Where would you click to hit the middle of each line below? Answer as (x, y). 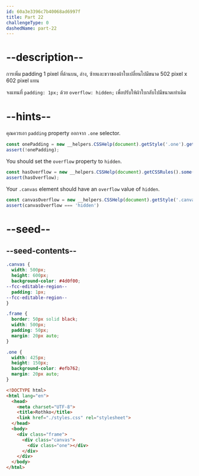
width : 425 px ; (29, 357)
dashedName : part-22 (32, 28)
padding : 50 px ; (30, 330)
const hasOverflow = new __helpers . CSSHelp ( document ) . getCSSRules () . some (99, 172)
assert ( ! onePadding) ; (33, 150)
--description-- (45, 57)
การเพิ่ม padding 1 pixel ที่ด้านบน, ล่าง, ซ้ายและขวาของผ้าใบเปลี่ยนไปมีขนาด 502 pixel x (97, 74)
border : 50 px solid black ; (45, 320)
